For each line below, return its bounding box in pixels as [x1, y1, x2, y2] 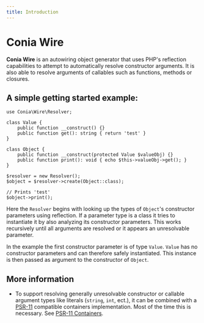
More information [6, 273, 75, 284]
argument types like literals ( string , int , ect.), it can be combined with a [15, 297, 197, 304]
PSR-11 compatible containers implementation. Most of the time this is [15, 303, 191, 311]
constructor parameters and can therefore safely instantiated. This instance [6, 250, 197, 257]
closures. [6, 75, 30, 83]
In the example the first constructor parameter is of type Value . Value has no [6, 243, 198, 251]
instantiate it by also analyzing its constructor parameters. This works [6, 218, 181, 226]
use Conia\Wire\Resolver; [6, 109, 72, 115]
